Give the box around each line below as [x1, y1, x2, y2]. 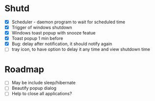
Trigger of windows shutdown [11, 25, 72, 30]
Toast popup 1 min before [11, 35, 63, 41]
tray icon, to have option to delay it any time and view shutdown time [11, 47, 150, 52]
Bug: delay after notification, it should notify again [11, 41, 112, 47]
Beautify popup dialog [11, 85, 57, 91]
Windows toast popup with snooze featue [11, 30, 96, 36]
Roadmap [4, 64, 44, 75]
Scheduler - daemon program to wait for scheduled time [11, 19, 126, 25]
